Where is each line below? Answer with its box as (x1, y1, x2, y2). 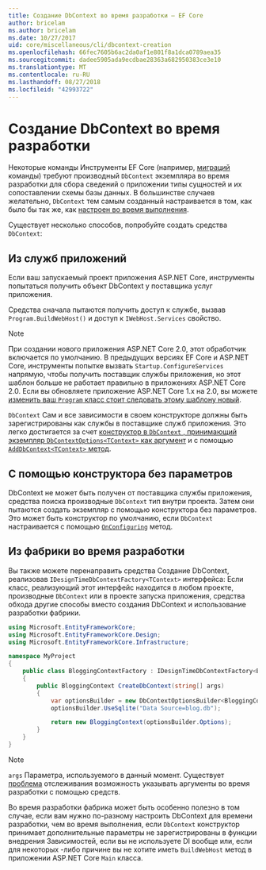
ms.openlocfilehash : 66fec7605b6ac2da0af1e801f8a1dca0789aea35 (8, 48, 222, 56)
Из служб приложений (8, 252, 127, 265)
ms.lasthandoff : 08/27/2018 (8, 78, 101, 86)
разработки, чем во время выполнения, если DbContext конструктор (8, 819, 240, 829)
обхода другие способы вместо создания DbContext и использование (8, 599, 247, 609)
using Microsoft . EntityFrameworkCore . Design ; (8, 630, 161, 639)
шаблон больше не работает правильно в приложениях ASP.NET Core (8, 378, 246, 387)
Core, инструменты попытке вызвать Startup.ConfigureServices (8, 361, 224, 371)
